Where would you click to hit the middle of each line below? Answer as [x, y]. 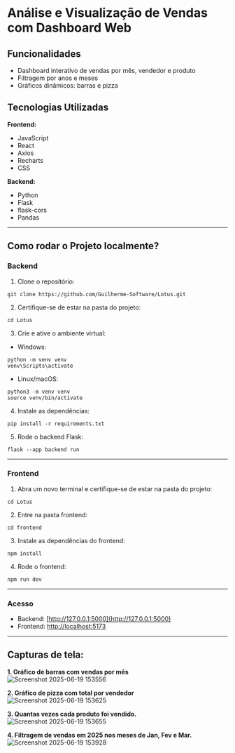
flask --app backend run [43, 449]
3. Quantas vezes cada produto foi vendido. [72, 714]
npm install [24, 553]
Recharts [30, 160]
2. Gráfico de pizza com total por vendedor [71, 693]
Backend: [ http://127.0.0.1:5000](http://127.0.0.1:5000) [94, 619]
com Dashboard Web [69, 28]
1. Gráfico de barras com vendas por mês [68, 672]
